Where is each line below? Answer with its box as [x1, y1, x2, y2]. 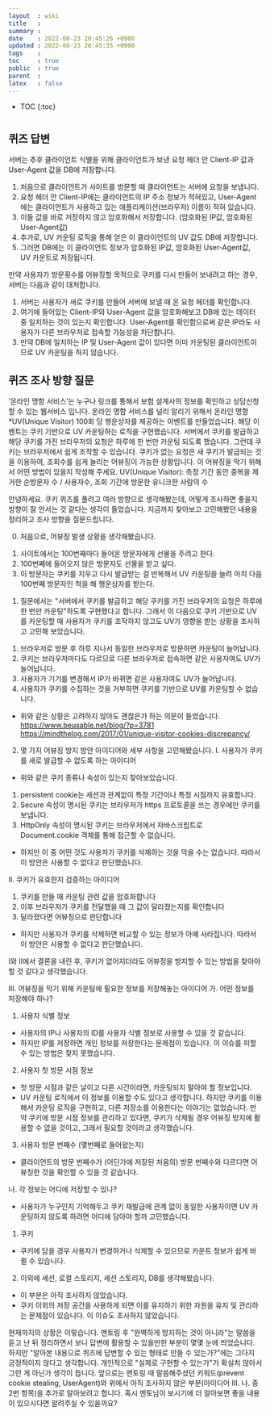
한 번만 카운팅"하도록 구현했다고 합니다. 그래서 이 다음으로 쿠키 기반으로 [19, 606, 246, 616]
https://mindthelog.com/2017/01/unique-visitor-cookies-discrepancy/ [19, 728, 251, 739]
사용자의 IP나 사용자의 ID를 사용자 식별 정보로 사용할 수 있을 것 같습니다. [19, 1028, 247, 1037]
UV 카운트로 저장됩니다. [19, 253, 95, 262]
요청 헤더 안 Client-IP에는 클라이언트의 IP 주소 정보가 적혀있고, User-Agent [19, 192, 257, 202]
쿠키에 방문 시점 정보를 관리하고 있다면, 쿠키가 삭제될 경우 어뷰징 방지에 [28, 1112, 252, 1122]
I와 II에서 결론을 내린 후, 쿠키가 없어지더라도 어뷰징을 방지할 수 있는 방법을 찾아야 [8, 956, 261, 965]
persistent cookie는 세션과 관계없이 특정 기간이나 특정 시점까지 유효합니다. [19, 789, 256, 799]
